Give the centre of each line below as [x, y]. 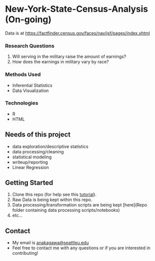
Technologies [22, 103]
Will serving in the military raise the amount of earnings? [69, 57]
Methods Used [23, 75]
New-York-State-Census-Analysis [77, 9]
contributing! [25, 253]
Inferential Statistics [32, 85]
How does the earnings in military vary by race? [60, 62]
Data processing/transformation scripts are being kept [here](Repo [79, 205]
